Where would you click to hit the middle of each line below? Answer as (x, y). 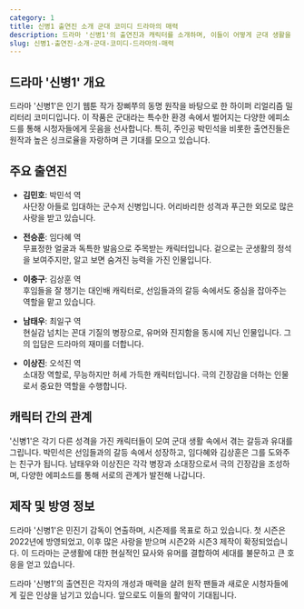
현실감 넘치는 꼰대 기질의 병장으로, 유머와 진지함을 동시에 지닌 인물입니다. (152, 332)
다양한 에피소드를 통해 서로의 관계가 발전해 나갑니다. (113, 474)
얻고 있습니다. (50, 564)
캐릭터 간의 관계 (51, 418)
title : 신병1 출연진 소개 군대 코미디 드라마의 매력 (94, 26)
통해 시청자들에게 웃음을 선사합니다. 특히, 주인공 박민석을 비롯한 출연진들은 (158, 129)
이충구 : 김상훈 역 (52, 279)
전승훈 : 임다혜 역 (52, 236)
